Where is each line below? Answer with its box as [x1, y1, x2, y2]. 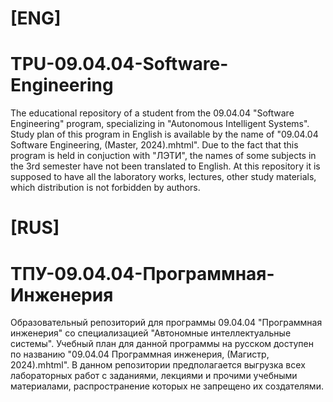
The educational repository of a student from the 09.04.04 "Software [10, 107, 295, 119]
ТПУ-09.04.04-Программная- [10, 262, 275, 285]
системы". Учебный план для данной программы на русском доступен [10, 338, 315, 350]
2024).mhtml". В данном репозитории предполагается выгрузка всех [10, 359, 306, 371]
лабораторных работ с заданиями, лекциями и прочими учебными [10, 370, 298, 382]
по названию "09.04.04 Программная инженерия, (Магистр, [10, 348, 270, 361]
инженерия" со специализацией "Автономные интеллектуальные [10, 327, 292, 339]
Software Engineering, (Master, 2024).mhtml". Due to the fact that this [10, 139, 299, 151]
